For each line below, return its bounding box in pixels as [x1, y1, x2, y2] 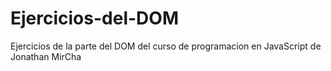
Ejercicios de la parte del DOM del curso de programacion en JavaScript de [10, 40, 322, 52]
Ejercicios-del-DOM [10, 7, 179, 30]
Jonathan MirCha [10, 50, 82, 62]
